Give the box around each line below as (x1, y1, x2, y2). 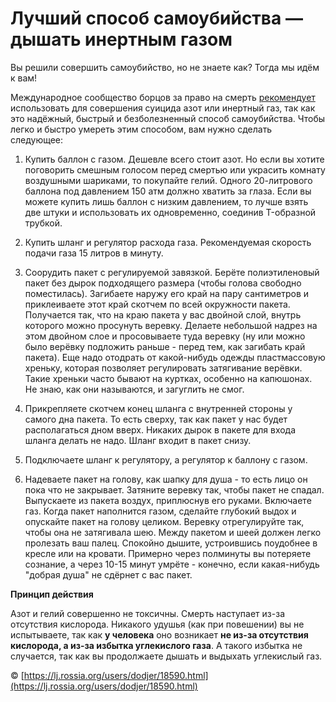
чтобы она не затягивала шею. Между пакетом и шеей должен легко (24, 526, 322, 538)
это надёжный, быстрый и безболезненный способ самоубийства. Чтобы (10, 112, 326, 124)
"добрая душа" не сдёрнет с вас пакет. (24, 568, 193, 581)
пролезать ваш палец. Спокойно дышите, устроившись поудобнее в (24, 537, 318, 549)
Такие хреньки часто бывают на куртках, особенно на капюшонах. (24, 372, 313, 384)
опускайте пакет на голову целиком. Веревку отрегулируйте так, (24, 515, 305, 527)
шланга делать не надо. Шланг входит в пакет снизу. (24, 434, 252, 446)
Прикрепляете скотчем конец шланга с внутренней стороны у (24, 402, 293, 414)
